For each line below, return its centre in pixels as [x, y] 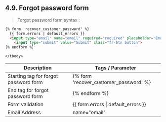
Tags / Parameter [115, 68]
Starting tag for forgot [33, 76]
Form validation [25, 104]
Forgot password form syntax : [48, 20]
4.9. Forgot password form [47, 8]
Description [38, 68]
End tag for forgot [28, 91]
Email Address [24, 113]
